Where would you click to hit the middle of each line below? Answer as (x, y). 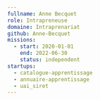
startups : (22, 66)
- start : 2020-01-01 (44, 46)
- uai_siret (31, 86)
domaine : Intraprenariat (44, 27)
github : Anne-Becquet (39, 33)
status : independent (50, 60)
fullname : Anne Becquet (42, 14)
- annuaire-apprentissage (52, 79)
